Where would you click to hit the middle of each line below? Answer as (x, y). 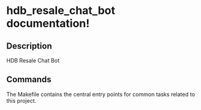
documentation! (48, 23)
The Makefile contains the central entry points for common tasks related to (101, 94)
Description (29, 46)
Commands (29, 80)
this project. (21, 100)
